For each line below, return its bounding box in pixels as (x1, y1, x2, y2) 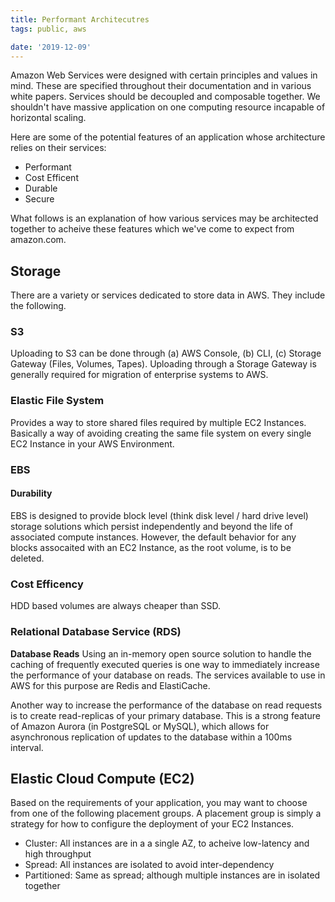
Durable (24, 182, 58, 195)
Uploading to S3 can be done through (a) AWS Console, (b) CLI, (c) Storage (10, 347, 322, 360)
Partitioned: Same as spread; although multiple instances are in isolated (24, 869, 321, 881)
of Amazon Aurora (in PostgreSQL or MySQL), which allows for (10, 720, 270, 732)
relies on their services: (10, 142, 107, 154)
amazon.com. (10, 234, 67, 246)
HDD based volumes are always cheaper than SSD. (10, 600, 221, 612)
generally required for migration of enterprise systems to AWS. (10, 369, 269, 381)
